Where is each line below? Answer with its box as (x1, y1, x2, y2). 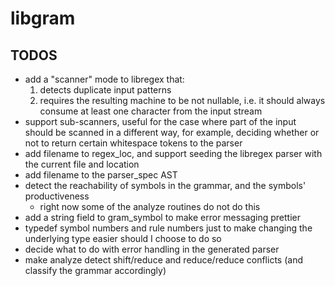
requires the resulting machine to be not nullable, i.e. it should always (39, 95, 326, 106)
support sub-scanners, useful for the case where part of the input (24, 116, 297, 127)
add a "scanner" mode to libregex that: (24, 73, 185, 85)
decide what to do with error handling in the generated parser (24, 243, 280, 255)
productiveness (24, 190, 90, 202)
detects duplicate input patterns (39, 84, 172, 96)
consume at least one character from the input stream (39, 105, 263, 117)
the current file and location (24, 158, 140, 170)
